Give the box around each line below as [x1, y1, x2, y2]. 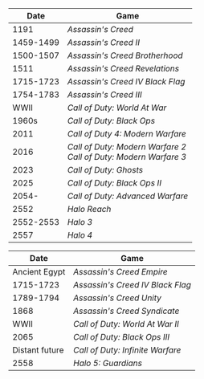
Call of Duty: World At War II [73, 319, 179, 329]
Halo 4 [67, 230, 93, 240]
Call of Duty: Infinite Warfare [73, 344, 182, 356]
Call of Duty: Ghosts [67, 165, 143, 175]
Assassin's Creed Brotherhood [67, 50, 183, 61]
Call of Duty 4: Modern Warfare [67, 128, 187, 139]
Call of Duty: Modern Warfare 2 [67, 141, 187, 152]
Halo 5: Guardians [73, 357, 143, 369]
